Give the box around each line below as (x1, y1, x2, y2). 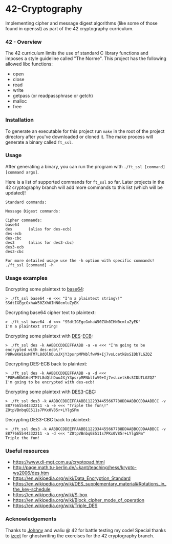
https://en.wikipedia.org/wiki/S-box (12, 492, 88, 498)
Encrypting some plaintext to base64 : (5, 286, 84, 293)
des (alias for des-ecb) (5, 226, 72, 231)
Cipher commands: (5, 218, 42, 223)
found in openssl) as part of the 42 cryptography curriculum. (5, 25, 134, 31)
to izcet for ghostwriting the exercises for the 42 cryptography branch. (5, 532, 155, 539)
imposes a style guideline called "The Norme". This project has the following (5, 55, 166, 62)
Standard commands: (5, 200, 47, 205)
